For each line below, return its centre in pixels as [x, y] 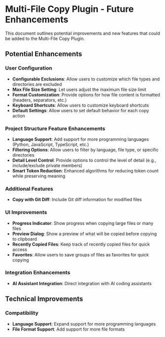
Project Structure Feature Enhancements [55, 128]
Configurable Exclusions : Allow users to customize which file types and [86, 79]
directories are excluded [37, 84]
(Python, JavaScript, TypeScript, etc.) [51, 144]
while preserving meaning [39, 176]
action [19, 116]
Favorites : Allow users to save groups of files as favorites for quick [81, 254]
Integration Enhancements [38, 273]
